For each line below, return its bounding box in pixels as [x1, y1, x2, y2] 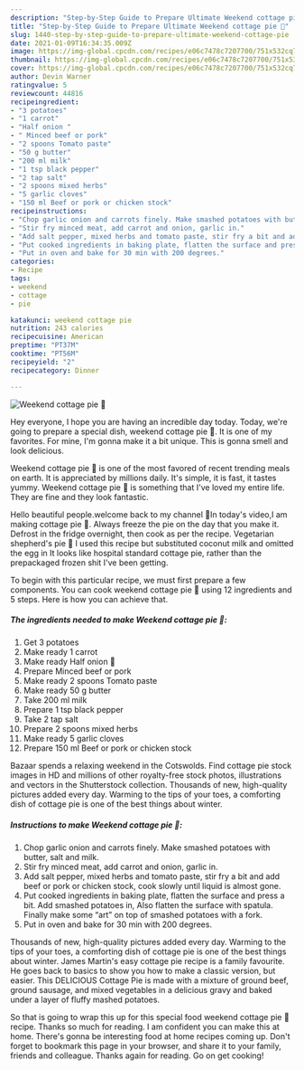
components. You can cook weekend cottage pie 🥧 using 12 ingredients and [10, 584, 292, 595]
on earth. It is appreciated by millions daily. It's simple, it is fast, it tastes [10, 472, 277, 483]
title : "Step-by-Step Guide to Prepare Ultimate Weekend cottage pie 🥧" [10, 22, 290, 31]
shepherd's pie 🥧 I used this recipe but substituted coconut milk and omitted [10, 537, 294, 548]
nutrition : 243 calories [10, 324, 104, 333]
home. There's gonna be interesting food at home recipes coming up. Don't [10, 1031, 291, 1042]
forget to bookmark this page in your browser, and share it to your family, [10, 1041, 282, 1052]
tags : [10, 274, 31, 283]
